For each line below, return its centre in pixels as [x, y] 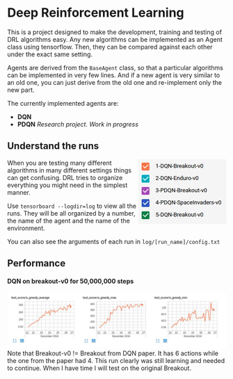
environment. [26, 228]
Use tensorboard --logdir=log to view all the [72, 206]
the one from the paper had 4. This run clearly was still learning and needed [116, 361]
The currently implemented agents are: [63, 103]
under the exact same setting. [50, 54]
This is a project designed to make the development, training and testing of [115, 32]
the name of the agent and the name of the [69, 220]
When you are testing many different [59, 163]
